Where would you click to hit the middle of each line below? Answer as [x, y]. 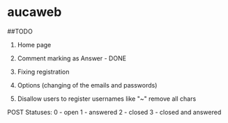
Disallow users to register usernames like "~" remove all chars [107, 99]
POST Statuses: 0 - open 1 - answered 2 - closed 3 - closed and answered [114, 112]
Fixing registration [43, 72]
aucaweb [35, 12]
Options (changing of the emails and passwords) [87, 85]
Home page [34, 44]
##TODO [20, 31]
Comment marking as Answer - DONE [72, 58]
